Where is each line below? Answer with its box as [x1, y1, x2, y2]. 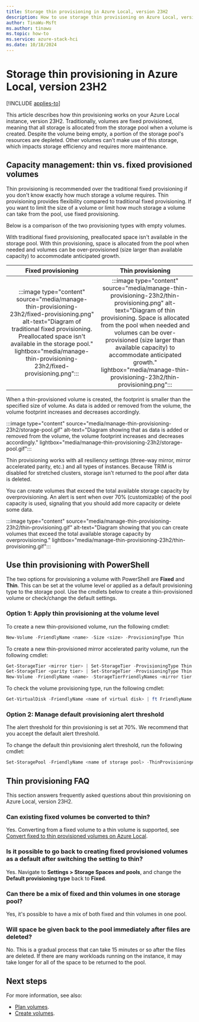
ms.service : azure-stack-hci [6, 36, 78, 42]
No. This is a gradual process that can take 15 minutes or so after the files [6, 946, 185, 954]
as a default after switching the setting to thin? [6, 855, 143, 863]
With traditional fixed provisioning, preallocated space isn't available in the [6, 233, 188, 241]
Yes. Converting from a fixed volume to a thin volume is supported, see [6, 827, 179, 834]
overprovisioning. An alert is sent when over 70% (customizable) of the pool [6, 493, 192, 500]
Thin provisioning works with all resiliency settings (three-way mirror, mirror [6, 456, 191, 463]
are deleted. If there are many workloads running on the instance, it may [6, 952, 182, 960]
